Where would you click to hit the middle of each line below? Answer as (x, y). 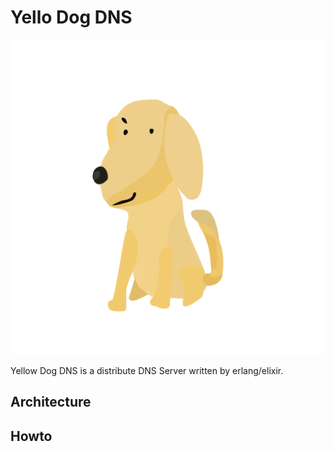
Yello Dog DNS (71, 17)
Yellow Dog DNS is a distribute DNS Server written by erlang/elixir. (147, 370)
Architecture (51, 402)
